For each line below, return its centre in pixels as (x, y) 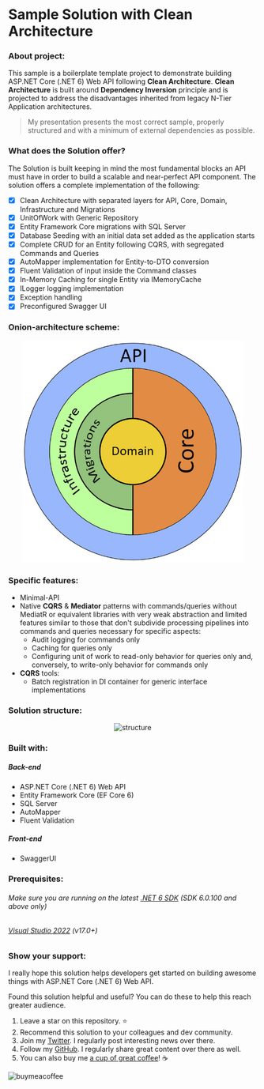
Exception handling (51, 297)
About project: (37, 56)
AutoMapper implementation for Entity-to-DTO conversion (114, 262)
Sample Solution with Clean (101, 15)
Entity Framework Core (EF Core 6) (77, 795)
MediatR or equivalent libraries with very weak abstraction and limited (133, 615)
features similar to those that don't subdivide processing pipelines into (134, 623)
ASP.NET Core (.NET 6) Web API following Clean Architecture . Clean (121, 81)
